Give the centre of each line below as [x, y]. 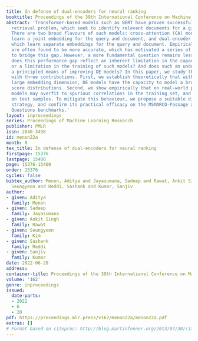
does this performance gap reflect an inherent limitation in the [95, 61]
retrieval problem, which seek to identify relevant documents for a [98, 28]
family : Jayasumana [35, 214]
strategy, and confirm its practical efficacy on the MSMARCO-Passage [100, 104]
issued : [16, 290]
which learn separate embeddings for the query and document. [89, 45]
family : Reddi [29, 247]
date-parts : [26, 296]
